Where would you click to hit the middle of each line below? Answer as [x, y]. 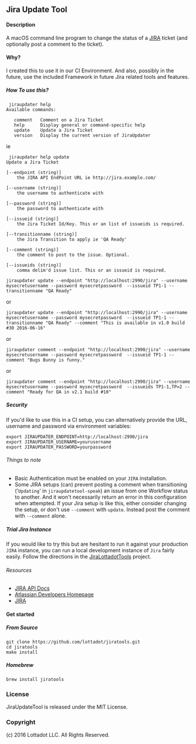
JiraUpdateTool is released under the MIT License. [67, 707]
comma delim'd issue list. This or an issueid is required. [92, 270]
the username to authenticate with [60, 193]
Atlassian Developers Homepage [54, 595]
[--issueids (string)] [34, 265]
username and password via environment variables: [69, 426]
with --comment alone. [40, 516]
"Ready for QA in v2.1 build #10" [69, 392]
